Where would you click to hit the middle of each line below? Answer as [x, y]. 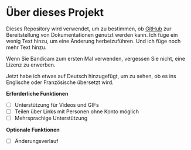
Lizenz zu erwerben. [31, 65]
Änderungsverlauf [36, 141]
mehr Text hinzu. [26, 47]
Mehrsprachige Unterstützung [51, 118]
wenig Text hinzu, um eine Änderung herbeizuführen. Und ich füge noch [93, 41]
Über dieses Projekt [55, 13]
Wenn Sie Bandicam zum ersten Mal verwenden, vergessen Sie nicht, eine [96, 58]
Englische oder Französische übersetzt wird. [60, 82]
